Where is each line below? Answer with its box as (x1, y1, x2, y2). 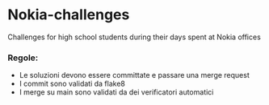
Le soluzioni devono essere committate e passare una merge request (19, 71, 250, 80)
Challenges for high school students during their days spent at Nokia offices (7, 32, 262, 42)
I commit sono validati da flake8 (19, 79, 126, 89)
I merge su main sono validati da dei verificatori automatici (19, 87, 214, 97)
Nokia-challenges (7, 6, 130, 24)
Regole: (7, 52, 39, 63)
